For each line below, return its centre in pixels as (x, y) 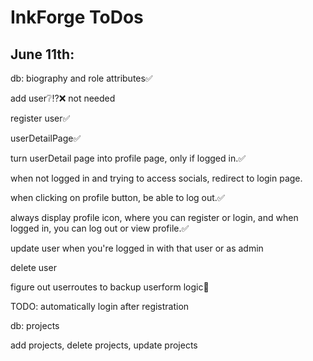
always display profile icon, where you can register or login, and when (154, 217)
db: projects (35, 325)
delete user (33, 267)
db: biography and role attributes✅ (81, 78)
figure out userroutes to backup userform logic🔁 (110, 287)
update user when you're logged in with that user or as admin (137, 248)
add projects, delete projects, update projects (104, 345)
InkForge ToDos (77, 17)
